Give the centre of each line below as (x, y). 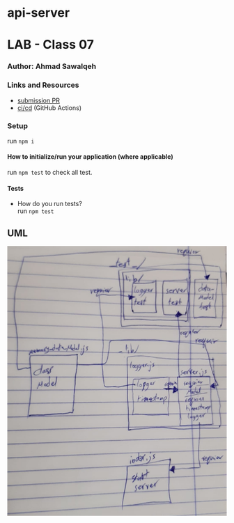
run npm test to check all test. (50, 173)
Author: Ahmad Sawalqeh (52, 66)
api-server (39, 13)
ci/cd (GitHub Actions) (49, 108)
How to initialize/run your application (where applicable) (90, 157)
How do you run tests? (49, 204)
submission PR (39, 100)
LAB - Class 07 (50, 45)
